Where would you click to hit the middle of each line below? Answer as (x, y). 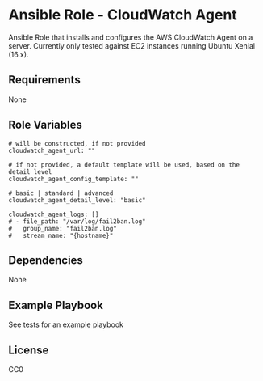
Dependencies (46, 260)
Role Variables (45, 125)
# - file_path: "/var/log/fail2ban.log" (77, 221)
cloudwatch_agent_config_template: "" (73, 179)
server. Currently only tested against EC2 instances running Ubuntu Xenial (132, 45)
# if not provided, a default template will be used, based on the (124, 165)
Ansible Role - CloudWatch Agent (123, 15)
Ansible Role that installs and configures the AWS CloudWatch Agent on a (131, 37)
